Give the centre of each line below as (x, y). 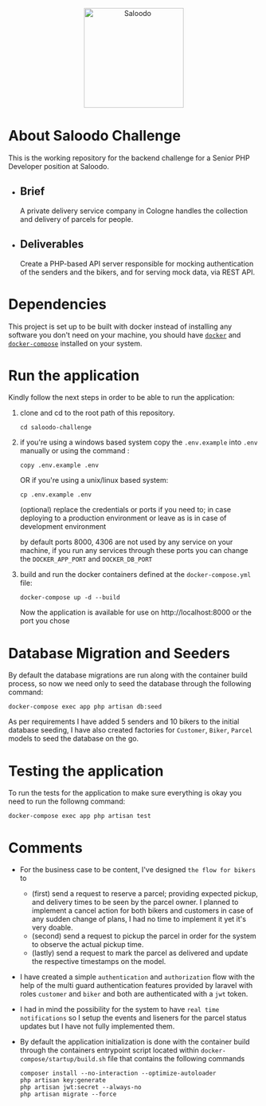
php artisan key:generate (63, 1080)
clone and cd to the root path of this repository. (97, 413)
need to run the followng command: (67, 801)
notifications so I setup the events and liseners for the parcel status (133, 1018)
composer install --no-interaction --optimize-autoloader (118, 1073)
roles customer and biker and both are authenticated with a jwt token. (134, 994)
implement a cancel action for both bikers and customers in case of (142, 910)
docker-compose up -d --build (70, 598)
